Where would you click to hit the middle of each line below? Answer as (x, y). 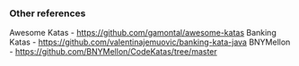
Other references (48, 13)
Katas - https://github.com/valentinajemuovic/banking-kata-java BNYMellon (150, 42)
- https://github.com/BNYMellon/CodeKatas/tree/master (113, 52)
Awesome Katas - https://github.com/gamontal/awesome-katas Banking (143, 33)
